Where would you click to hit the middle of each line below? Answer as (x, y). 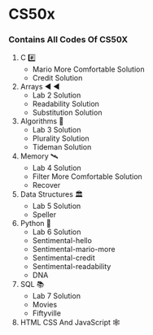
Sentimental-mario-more (74, 250)
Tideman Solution (62, 147)
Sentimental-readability (72, 267)
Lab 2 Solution (57, 95)
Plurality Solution (61, 138)
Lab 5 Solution (57, 206)
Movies (45, 305)
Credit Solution (57, 78)
